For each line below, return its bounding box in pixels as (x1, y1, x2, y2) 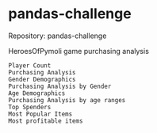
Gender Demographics (8, 75, 77, 83)
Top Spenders (8, 103, 52, 111)
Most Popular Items (8, 110, 73, 118)
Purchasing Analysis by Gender (8, 82, 112, 90)
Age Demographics (8, 89, 66, 97)
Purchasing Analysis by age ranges (8, 96, 126, 104)
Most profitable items (8, 116, 83, 125)
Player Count (8, 61, 52, 70)
